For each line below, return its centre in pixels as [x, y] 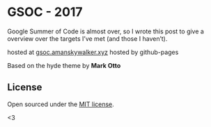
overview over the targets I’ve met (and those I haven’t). [87, 38]
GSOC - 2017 [45, 12]
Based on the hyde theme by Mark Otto [64, 65]
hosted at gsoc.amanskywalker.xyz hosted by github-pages [93, 52]
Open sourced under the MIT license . [61, 104]
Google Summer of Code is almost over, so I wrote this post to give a [105, 31]
